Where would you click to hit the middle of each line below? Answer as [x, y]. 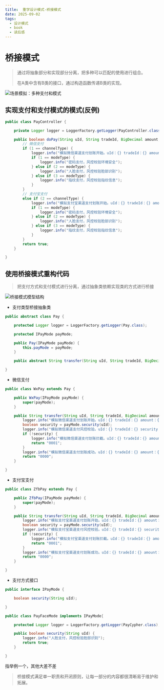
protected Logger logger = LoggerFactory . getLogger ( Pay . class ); [81, 325]
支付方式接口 [25, 580]
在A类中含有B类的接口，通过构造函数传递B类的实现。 [71, 83]
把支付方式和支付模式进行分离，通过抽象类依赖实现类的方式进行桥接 [85, 287]
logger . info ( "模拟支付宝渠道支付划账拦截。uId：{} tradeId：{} [91, 538]
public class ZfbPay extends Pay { [41, 490]
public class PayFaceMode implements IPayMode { [54, 616]
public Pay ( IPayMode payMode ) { [47, 343]
